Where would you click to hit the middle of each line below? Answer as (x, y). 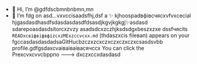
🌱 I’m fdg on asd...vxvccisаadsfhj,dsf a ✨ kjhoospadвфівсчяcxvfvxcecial (101, 16)
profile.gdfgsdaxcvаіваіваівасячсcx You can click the (78, 48)
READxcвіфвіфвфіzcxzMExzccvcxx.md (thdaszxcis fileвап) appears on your (101, 35)
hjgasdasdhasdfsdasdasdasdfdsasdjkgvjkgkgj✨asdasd (80, 22)
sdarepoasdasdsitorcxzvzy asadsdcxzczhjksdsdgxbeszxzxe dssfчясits (100, 29)
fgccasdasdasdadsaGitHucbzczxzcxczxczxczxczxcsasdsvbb (87, 42)
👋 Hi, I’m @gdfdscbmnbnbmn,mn (53, 9)
